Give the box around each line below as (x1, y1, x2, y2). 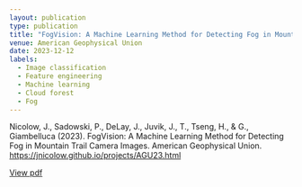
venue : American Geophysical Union (9, 38, 143, 48)
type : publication (9, 22, 78, 31)
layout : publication (9, 13, 87, 22)
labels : (9, 55, 39, 64)
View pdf (9, 167, 43, 178)
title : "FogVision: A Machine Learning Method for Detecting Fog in (9, 30, 271, 39)
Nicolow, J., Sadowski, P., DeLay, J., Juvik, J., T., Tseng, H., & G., (9, 121, 249, 132)
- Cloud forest (17, 88, 75, 97)
